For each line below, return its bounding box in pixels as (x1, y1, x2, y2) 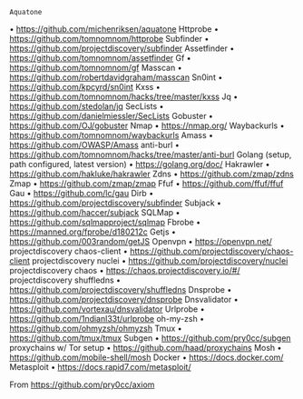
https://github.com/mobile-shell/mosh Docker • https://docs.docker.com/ (9, 352, 284, 363)
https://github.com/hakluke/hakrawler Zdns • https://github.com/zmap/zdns (9, 168, 295, 179)
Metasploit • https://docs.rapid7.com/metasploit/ (9, 362, 191, 372)
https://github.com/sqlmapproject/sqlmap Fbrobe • (9, 217, 201, 227)
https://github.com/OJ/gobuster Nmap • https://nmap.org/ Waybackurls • (9, 120, 285, 131)
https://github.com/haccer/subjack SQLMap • (9, 207, 181, 217)
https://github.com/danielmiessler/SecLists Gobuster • (9, 111, 213, 121)
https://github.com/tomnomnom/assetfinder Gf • (9, 53, 192, 63)
